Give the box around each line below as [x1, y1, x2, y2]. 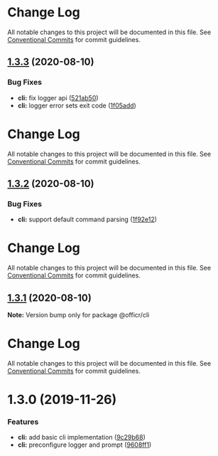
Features [7, 417, 39, 427]
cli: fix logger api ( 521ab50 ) [17, 93, 99, 102]
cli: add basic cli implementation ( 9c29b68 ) [17, 433, 146, 442]
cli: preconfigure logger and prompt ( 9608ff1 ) [17, 440, 152, 449]
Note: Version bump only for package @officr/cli [7, 311, 150, 319]
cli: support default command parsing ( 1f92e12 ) [17, 215, 158, 224]
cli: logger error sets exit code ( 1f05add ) [17, 101, 136, 110]
